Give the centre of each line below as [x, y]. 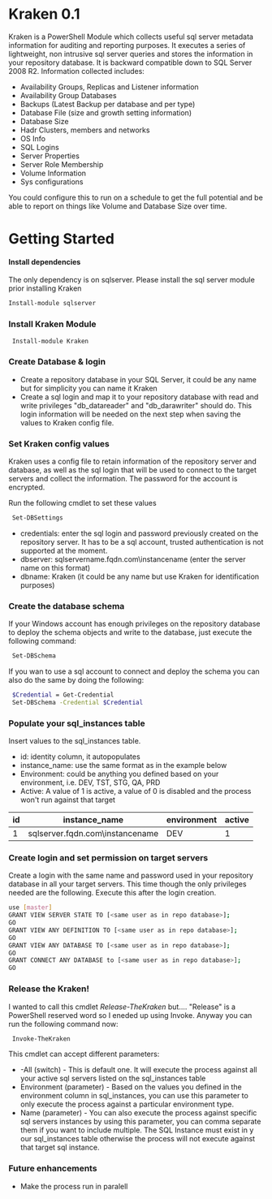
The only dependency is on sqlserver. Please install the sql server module [132, 280]
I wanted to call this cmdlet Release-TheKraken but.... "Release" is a [122, 1007]
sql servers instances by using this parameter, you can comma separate [140, 1122]
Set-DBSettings [37, 518]
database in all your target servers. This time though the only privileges [127, 884]
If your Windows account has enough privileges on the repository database [134, 624]
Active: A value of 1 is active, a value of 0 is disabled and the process [136, 791]
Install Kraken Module [52, 324]
